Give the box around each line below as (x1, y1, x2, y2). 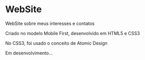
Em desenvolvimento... (5, 50, 53, 56)
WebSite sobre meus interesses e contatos (5, 20, 95, 26)
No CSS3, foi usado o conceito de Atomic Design (5, 40, 108, 46)
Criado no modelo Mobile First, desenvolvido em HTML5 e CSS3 (5, 30, 140, 36)
